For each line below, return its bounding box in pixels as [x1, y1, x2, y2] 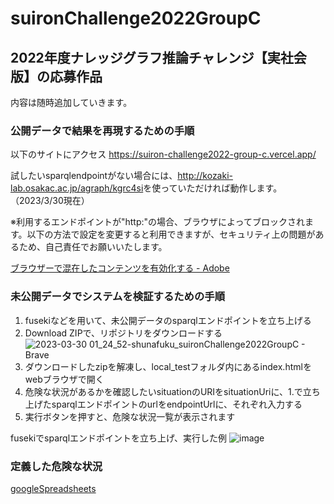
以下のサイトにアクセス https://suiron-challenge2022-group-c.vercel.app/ [10, 148, 317, 161]
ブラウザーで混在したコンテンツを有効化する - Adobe [10, 262, 230, 274]
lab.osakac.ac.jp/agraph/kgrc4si [10, 182, 144, 194]
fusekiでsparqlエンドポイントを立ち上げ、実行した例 [10, 432, 228, 444]
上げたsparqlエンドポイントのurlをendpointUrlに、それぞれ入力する [24, 398, 303, 410]
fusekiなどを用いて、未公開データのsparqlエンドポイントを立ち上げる [24, 314, 312, 326]
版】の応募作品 [10, 68, 103, 85]
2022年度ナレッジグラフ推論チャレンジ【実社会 [10, 49, 307, 66]
